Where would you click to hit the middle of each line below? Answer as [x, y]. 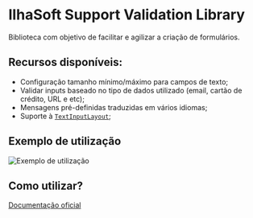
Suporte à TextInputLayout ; [65, 116]
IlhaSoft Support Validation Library [127, 15]
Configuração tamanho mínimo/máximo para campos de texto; [124, 81]
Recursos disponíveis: [66, 62]
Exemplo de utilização [65, 141]
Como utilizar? [46, 185]
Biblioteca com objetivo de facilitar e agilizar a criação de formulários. [124, 37]
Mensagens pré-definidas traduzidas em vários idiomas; [114, 107]
